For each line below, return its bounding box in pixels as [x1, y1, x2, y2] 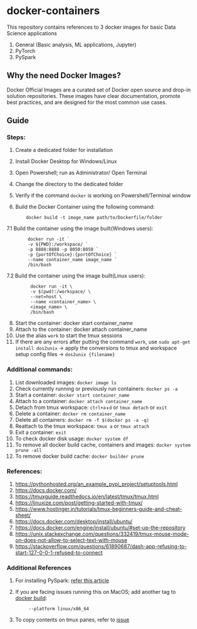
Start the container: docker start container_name [15, 320, 133, 327]
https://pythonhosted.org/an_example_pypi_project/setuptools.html [15, 481, 178, 488]
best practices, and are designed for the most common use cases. [6, 99, 167, 106]
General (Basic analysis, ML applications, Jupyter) [15, 41, 137, 48]
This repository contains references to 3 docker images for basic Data [6, 23, 176, 31]
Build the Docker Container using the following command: [15, 204, 155, 211]
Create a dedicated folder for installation [15, 147, 113, 154]
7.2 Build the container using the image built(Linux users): [6, 272, 146, 279]
